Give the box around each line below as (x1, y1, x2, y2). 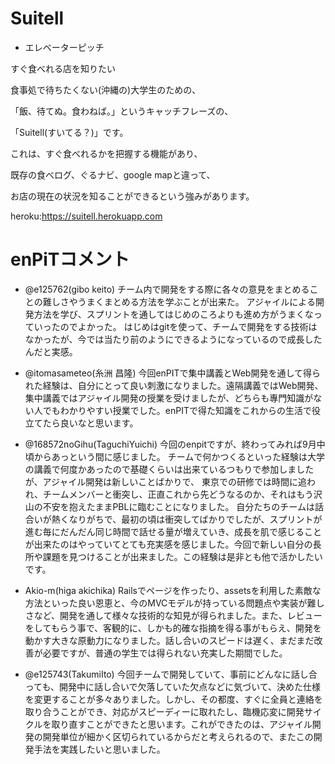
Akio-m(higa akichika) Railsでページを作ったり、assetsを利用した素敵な (24, 584, 322, 596)
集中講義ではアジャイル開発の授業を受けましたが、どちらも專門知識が (24, 392, 314, 404)
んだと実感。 (24, 345, 78, 357)
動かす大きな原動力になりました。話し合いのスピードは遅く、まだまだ (24, 634, 315, 646)
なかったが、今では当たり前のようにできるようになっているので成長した (24, 333, 323, 345)
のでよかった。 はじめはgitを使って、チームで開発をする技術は (59, 320, 318, 332)
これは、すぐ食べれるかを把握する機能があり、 (10, 147, 203, 159)
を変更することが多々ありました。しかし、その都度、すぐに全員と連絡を (24, 693, 323, 705)
